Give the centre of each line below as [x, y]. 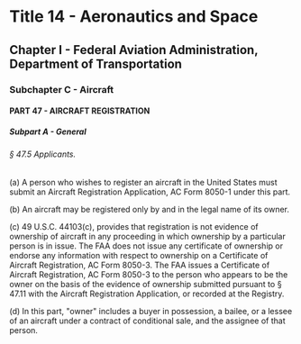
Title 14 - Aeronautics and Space [134, 17]
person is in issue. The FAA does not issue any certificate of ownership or [146, 246]
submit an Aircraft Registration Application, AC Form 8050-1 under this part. [150, 192]
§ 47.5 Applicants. [43, 154]
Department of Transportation [96, 63]
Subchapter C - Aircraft [62, 89]
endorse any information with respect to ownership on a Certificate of [139, 255]
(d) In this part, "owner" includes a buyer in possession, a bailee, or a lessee [151, 311]
